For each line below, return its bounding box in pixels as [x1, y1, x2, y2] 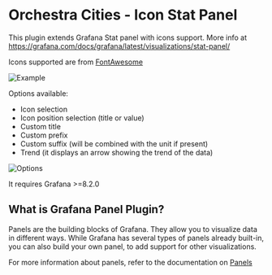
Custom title [19, 121, 61, 131]
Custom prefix [19, 130, 68, 140]
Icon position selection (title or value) [19, 112, 145, 123]
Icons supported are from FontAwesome [8, 57, 144, 67]
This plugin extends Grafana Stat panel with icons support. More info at [8, 33, 248, 42]
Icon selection [19, 104, 67, 114]
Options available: [8, 88, 69, 98]
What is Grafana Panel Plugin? [8, 203, 165, 216]
